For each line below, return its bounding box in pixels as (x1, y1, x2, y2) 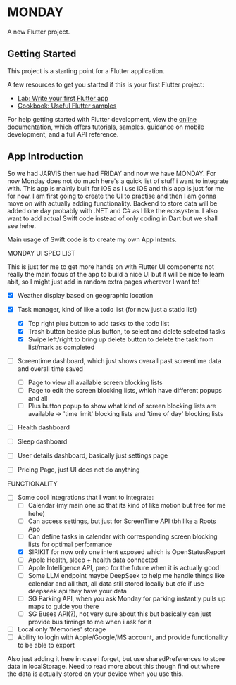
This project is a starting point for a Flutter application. (7, 66, 165, 75)
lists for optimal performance (27, 540, 113, 548)
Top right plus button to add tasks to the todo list (27, 319, 170, 327)
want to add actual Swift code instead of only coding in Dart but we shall (7, 214, 218, 222)
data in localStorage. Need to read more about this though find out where (7, 662, 221, 671)
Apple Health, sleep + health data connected (27, 555, 159, 564)
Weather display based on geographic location (17, 291, 154, 299)
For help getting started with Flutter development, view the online (7, 115, 197, 123)
